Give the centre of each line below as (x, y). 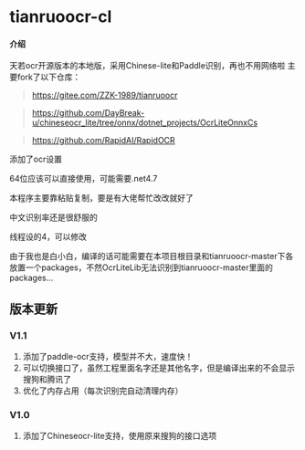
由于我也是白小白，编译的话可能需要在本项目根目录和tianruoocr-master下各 (152, 256)
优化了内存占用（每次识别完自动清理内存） (103, 391)
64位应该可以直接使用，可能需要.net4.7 (84, 179)
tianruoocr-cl (61, 17)
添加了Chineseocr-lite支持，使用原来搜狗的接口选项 (120, 436)
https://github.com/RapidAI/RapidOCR (103, 141)
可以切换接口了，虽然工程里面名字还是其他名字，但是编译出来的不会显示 (158, 368)
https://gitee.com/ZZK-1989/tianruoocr (105, 95)
